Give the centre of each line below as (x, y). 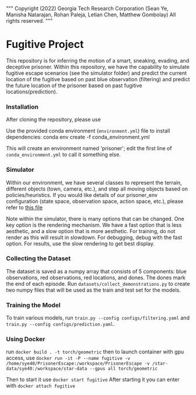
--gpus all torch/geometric (124, 369)
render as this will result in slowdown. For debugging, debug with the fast (94, 237)
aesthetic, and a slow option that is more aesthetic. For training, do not (91, 231)
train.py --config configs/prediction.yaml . (60, 324)
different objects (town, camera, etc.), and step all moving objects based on (97, 189)
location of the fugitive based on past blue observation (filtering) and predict (98, 79)
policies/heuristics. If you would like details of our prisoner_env (82, 195)
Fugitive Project (45, 45)
